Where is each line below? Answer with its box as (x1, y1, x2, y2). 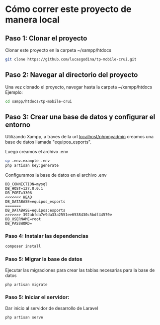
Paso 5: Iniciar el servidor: (5, 294, 70, 301)
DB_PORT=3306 (5, 191, 32, 196)
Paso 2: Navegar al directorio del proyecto (5, 71, 138, 79)
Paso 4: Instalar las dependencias (5, 233, 88, 240)
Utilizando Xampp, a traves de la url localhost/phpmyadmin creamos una (5, 134, 154, 140)
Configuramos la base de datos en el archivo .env (5, 172, 107, 178)
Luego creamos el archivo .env (5, 149, 69, 155)
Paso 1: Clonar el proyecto (5, 34, 87, 42)
